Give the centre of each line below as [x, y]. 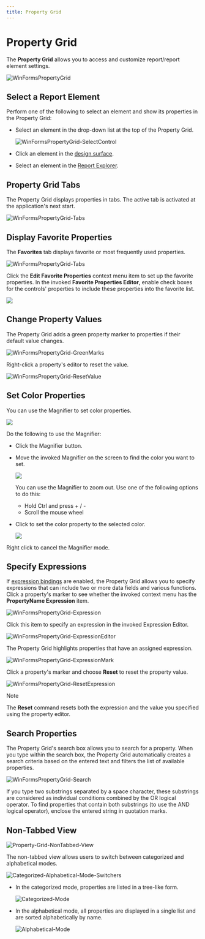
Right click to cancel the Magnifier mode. [58, 547]
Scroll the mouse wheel [54, 512]
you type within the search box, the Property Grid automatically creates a [99, 755]
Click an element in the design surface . [65, 154]
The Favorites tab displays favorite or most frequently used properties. [96, 252]
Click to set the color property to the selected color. [80, 524]
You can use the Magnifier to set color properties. [69, 410]
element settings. [28, 66]
